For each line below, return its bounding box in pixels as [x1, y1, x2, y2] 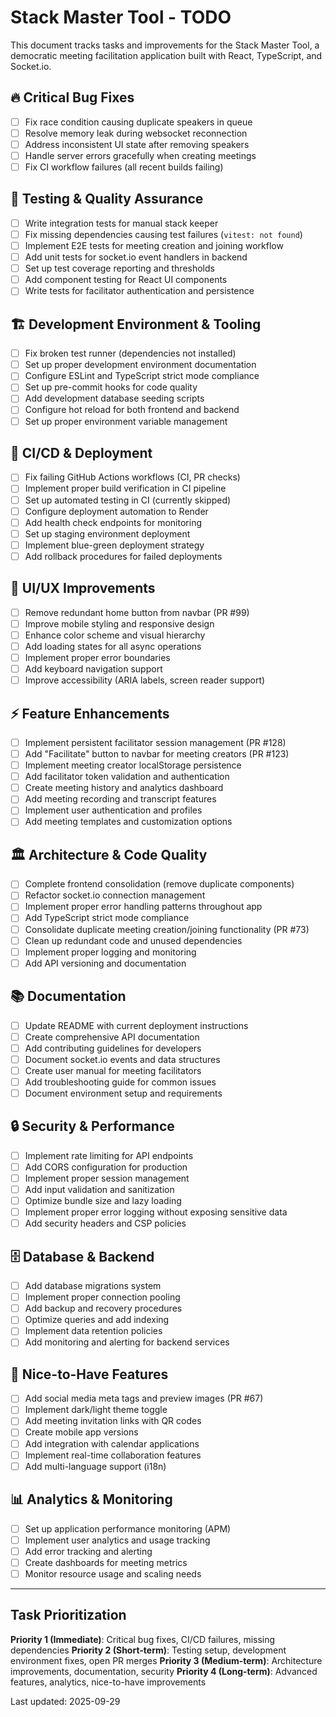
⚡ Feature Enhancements [10, 705, 170, 722]
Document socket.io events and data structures [24, 1053, 221, 1065]
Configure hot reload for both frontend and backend [24, 404, 240, 416]
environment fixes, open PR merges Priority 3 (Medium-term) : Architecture [10, 1654, 323, 1666]
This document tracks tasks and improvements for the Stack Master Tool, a [10, 39, 320, 51]
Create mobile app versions [24, 1426, 139, 1438]
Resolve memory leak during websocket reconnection [24, 127, 248, 139]
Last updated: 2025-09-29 [10, 1695, 121, 1707]
